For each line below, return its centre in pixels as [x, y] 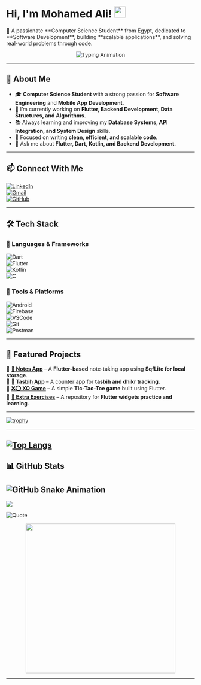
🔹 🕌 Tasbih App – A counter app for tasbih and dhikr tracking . [83, 382]
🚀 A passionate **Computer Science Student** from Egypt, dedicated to [96, 31]
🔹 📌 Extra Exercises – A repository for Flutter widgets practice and [89, 397]
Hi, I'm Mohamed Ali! [59, 14]
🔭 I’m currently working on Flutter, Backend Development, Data [94, 109]
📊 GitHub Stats [35, 466]
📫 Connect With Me [45, 169]
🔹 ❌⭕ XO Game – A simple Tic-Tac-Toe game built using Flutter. [86, 389]
